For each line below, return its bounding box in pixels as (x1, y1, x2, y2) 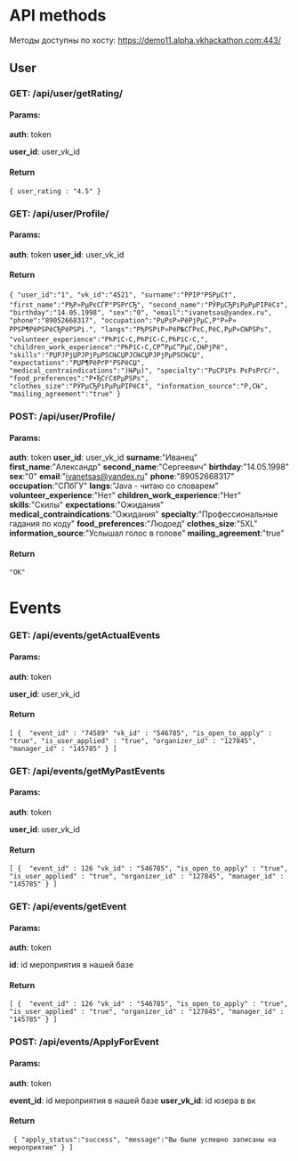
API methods (9, 5, 107, 26)
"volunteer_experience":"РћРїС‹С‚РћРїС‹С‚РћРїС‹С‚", (9, 335, 209, 344)
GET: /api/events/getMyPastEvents (9, 764, 165, 777)
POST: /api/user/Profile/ (9, 410, 116, 422)
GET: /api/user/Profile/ (9, 207, 109, 219)
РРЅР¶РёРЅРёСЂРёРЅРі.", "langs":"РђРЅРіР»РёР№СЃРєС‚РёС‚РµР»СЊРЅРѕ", (9, 324, 273, 334)
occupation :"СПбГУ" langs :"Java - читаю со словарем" (9, 480, 220, 491)
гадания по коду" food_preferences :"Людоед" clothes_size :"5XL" (9, 519, 258, 529)
